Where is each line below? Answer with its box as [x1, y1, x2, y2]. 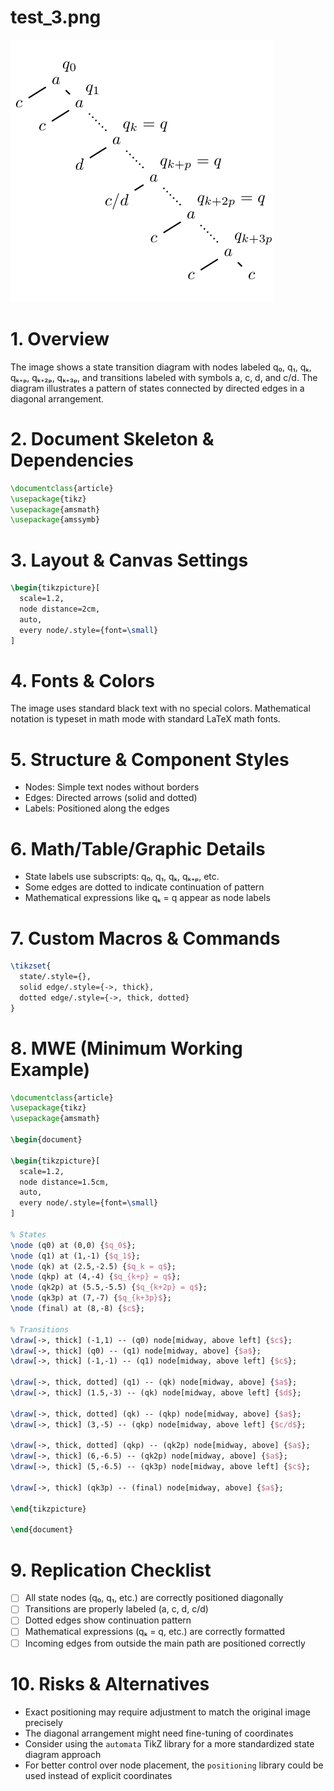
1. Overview [10, 328, 110, 351]
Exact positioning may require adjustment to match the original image [24, 1706, 311, 1718]
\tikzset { [10, 961, 52, 971]
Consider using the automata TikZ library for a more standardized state [24, 1737, 315, 1750]
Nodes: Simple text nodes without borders [24, 781, 200, 793]
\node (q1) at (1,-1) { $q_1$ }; [10, 1251, 141, 1261]
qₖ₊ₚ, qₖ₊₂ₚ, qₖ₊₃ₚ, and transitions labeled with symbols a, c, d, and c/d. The [10, 371, 318, 383]
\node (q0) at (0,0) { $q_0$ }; [10, 1240, 137, 1250]
